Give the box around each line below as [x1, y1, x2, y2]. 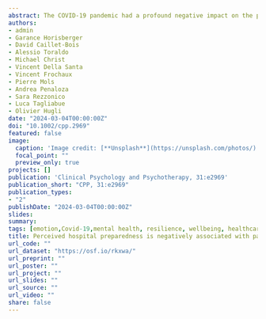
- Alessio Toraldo [8, 48, 69, 56]
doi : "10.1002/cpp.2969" [8, 122, 90, 130]
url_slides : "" [8, 276, 59, 285]
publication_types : [8, 188, 73, 196]
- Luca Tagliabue [8, 100, 66, 108]
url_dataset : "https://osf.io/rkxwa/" [8, 247, 136, 255]
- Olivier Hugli [8, 108, 62, 116]
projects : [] [8, 166, 51, 174]
